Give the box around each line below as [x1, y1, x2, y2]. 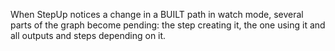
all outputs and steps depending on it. [10, 30, 167, 41]
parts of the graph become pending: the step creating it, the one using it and [10, 19, 326, 31]
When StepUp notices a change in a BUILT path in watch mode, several [10, 9, 304, 20]
